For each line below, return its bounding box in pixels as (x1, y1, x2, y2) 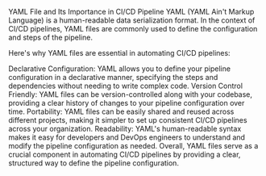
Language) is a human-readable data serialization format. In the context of (8, 15, 256, 25)
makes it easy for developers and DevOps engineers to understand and (8, 132, 246, 142)
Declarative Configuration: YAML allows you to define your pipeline (8, 64, 231, 73)
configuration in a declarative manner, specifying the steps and (8, 73, 218, 82)
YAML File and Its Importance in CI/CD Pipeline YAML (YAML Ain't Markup (8, 7, 255, 16)
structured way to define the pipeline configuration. (8, 158, 180, 168)
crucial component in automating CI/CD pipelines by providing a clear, (8, 149, 241, 159)
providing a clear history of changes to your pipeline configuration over (8, 98, 245, 107)
